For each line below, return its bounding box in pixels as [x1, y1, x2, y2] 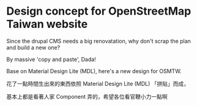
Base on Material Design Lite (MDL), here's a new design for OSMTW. [6, 67, 182, 74]
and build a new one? [6, 44, 61, 51]
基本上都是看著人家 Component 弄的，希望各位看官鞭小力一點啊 [6, 93, 168, 100]
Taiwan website [6, 17, 88, 31]
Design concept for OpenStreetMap [6, 4, 191, 18]
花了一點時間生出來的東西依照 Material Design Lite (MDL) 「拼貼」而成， [6, 80, 190, 87]
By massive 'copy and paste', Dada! [6, 55, 96, 63]
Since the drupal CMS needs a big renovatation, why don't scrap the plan [6, 37, 191, 44]
